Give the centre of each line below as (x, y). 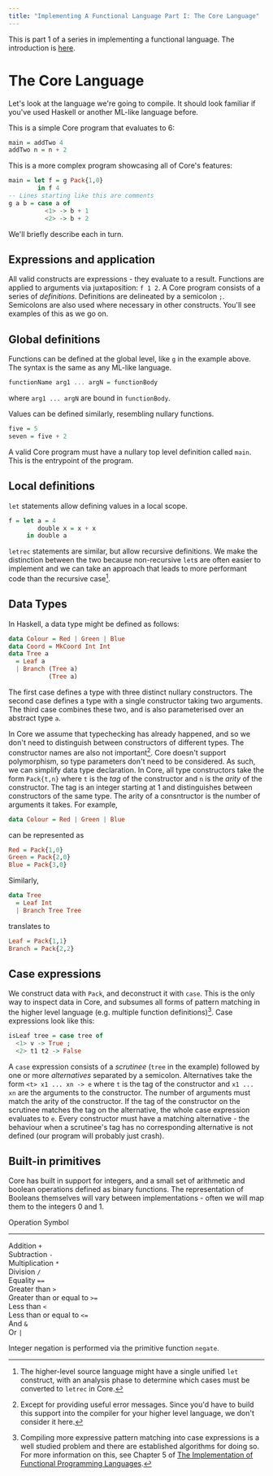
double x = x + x (67, 528)
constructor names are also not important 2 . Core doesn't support (117, 751)
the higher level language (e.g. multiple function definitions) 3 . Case (121, 1012)
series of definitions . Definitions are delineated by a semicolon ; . (117, 296)
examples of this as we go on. (58, 313)
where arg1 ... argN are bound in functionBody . (89, 398)
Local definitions (52, 486)
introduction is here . (42, 48)
